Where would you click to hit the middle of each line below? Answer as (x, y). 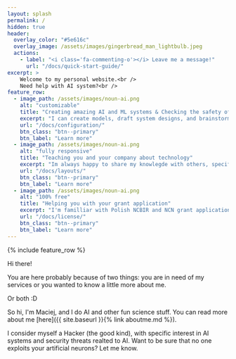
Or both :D (22, 298)
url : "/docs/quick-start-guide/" (75, 66)
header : (19, 33)
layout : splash (29, 14)
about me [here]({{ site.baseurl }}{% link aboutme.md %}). (92, 319)
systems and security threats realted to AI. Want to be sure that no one (110, 340)
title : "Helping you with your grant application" (96, 204)
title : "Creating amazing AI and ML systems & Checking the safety (120, 112)
